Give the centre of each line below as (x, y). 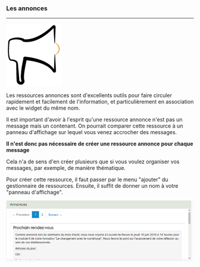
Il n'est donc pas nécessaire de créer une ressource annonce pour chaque (100, 144)
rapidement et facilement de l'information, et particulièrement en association (100, 102)
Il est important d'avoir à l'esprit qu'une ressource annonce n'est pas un (94, 120)
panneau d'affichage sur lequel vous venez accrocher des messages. (92, 132)
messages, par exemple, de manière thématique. (66, 168)
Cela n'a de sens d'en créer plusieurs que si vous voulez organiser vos (93, 162)
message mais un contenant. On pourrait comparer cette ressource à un (95, 126)
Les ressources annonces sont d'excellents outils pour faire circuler (89, 95)
